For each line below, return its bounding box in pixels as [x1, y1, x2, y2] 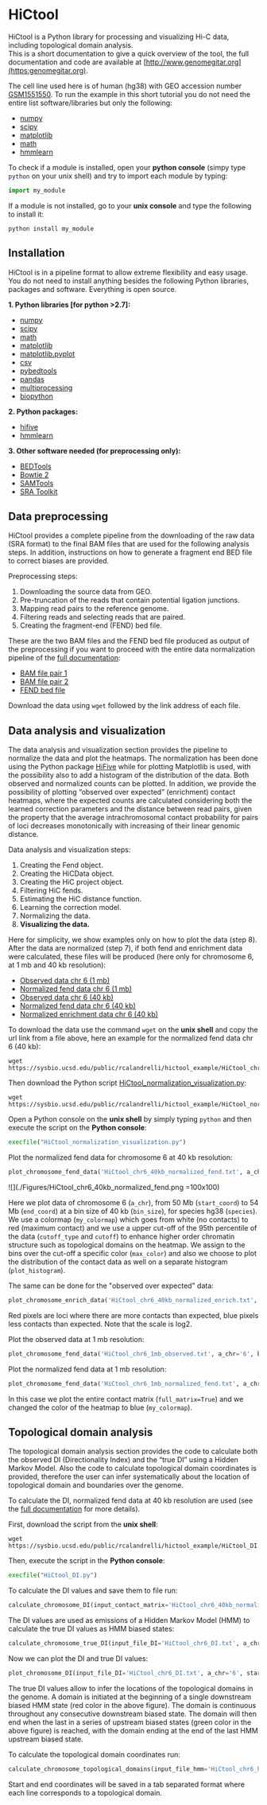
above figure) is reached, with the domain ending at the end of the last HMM [8, 1725, 258, 1735]
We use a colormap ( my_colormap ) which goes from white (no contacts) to [8, 1215, 249, 1224]
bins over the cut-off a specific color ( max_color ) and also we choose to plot [8, 1249, 257, 1258]
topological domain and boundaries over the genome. [8, 1480, 184, 1490]
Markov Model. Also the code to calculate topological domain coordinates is [8, 1464, 257, 1473]
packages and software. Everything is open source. [8, 284, 177, 294]
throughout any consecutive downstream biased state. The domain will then [8, 1709, 257, 1718]
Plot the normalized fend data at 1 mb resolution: [8, 1364, 167, 1374]
